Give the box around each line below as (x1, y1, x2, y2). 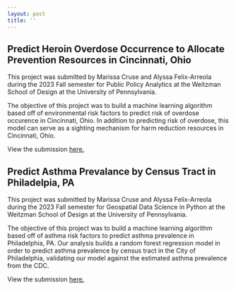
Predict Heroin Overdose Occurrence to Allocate (7, 43, 225, 55)
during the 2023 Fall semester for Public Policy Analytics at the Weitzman (7, 80, 221, 89)
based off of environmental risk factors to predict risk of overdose (7, 109, 199, 117)
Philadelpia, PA (7, 176, 75, 188)
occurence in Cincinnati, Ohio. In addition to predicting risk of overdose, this (7, 116, 229, 125)
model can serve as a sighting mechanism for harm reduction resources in (7, 124, 224, 133)
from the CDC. (7, 262, 49, 270)
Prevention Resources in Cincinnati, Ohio (7, 54, 192, 66)
